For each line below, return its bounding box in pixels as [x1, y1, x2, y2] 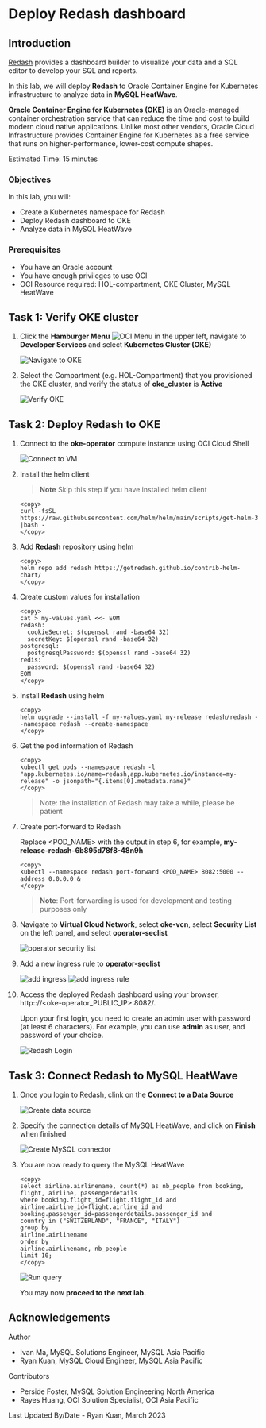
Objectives [8, 174, 52, 185]
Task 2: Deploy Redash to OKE [8, 418, 161, 431]
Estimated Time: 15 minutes [8, 154, 98, 164]
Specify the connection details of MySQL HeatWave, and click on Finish [19, 1121, 256, 1130]
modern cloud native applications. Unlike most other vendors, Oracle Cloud [8, 122, 255, 131]
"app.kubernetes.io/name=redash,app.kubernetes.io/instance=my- [19, 770, 237, 778]
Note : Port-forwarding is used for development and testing [39, 896, 233, 905]
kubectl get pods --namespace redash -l [19, 763, 156, 771]
